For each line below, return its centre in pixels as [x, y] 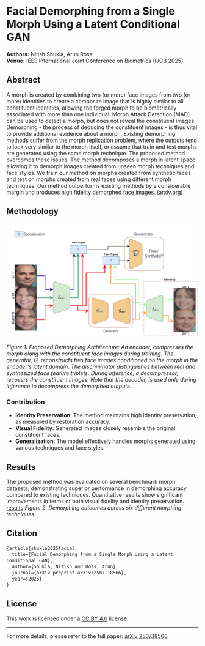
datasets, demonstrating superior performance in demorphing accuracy [97, 488]
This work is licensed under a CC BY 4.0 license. [67, 618]
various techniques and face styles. [60, 448]
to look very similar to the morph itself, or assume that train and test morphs [102, 147]
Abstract [23, 80]
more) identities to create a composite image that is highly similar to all [95, 101]
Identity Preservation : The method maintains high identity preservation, [106, 415]
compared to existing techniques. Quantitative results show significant [95, 494]
